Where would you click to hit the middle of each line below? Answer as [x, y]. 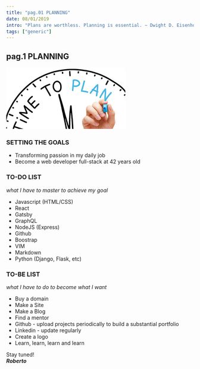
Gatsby [24, 214]
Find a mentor [32, 317]
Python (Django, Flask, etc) [48, 259]
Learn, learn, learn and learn [50, 343]
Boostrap [26, 240]
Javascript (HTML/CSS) [44, 201]
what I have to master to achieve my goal [57, 190]
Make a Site [29, 305]
